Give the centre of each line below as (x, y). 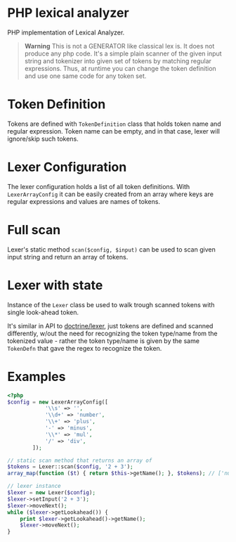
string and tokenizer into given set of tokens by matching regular (118, 60)
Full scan (34, 230)
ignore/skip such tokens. (43, 138)
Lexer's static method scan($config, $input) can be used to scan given (111, 249)
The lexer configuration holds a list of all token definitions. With (99, 186)
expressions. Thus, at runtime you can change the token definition (120, 68)
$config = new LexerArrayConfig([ (58, 402)
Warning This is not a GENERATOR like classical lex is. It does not (119, 46)
